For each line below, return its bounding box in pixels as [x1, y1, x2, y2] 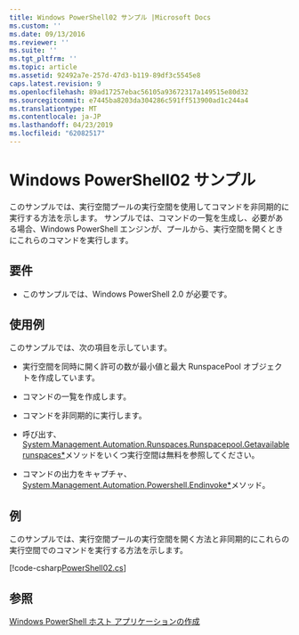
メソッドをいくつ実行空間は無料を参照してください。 [65, 450, 260, 460]
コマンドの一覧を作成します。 [21, 391, 132, 402]
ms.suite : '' [9, 46, 58, 55]
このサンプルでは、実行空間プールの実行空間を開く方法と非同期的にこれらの [9, 533, 290, 544]
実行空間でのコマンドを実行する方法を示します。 [9, 545, 189, 556]
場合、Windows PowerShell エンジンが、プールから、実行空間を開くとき [16, 224, 284, 234]
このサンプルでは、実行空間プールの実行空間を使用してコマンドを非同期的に [9, 201, 290, 212]
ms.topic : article [9, 63, 77, 72]
